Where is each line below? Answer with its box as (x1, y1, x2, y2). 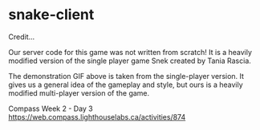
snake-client (8, 6, 95, 24)
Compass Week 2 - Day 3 (8, 104, 94, 113)
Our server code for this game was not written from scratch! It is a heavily (8, 47, 253, 57)
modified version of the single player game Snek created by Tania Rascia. (8, 56, 251, 65)
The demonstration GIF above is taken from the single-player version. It (8, 71, 245, 81)
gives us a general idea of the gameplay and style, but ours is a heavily (8, 80, 243, 89)
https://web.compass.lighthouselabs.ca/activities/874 (8, 112, 186, 121)
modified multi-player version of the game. (8, 88, 150, 97)
